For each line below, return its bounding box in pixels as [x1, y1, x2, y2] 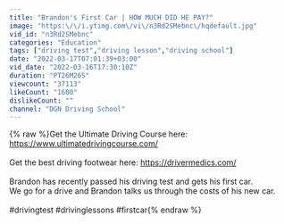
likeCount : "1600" [9, 87, 78, 96]
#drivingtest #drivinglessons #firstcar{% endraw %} [9, 204, 203, 215]
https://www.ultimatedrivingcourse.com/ [9, 138, 159, 149]
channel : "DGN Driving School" [9, 104, 126, 113]
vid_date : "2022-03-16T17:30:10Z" [9, 63, 138, 72]
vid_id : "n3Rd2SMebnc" [9, 29, 94, 38]
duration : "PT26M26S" [9, 71, 90, 80]
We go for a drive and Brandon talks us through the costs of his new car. [9, 186, 276, 196]
